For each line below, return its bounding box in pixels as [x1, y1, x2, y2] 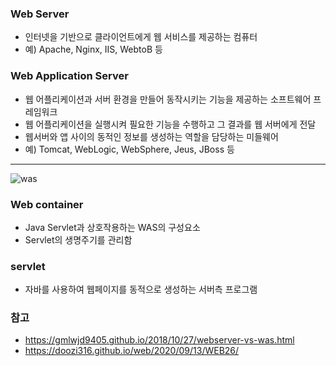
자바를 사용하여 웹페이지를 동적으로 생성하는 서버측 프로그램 [24, 283, 258, 296]
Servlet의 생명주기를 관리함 [24, 233, 133, 246]
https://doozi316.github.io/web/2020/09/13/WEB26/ [24, 345, 240, 357]
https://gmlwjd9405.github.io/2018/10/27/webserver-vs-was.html [24, 334, 295, 346]
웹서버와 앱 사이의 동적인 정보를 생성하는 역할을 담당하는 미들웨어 [24, 130, 279, 142]
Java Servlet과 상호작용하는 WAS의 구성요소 [24, 221, 201, 233]
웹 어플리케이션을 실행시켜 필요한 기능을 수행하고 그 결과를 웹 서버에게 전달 [24, 118, 317, 130]
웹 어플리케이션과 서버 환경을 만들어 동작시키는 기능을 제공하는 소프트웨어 [24, 93, 312, 105]
